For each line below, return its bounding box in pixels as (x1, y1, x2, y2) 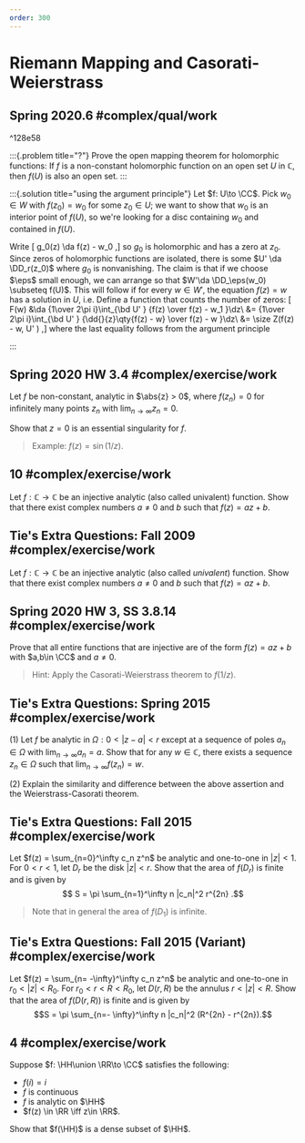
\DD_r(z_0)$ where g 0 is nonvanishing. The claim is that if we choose (9, 262, 269, 276)
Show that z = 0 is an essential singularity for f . (9, 423, 187, 434)
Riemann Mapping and (9, 52, 184, 73)
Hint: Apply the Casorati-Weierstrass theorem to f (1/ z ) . (31, 669, 237, 680)
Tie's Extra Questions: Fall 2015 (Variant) (9, 934, 247, 950)
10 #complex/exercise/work (9, 466, 171, 483)
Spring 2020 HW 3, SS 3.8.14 (9, 604, 177, 619)
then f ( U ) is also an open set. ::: (9, 170, 127, 181)
